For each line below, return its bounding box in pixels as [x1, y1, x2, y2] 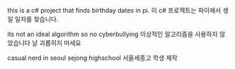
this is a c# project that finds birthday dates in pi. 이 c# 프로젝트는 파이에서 [7, 6, 222, 14]
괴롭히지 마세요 [39, 39, 81, 47]
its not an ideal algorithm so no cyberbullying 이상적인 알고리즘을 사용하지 [7, 30, 218, 38]
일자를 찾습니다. [14, 15, 59, 23]
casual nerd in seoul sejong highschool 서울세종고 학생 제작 [7, 54, 178, 62]
